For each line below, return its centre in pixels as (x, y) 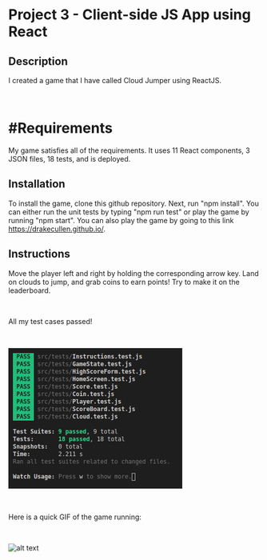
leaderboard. (30, 290)
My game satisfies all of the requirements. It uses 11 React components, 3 (129, 150)
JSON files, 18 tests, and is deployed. (70, 158)
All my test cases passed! (50, 321)
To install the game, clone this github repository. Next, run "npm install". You (134, 203)
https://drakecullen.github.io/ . (57, 229)
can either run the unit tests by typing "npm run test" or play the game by (129, 212)
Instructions (39, 254)
